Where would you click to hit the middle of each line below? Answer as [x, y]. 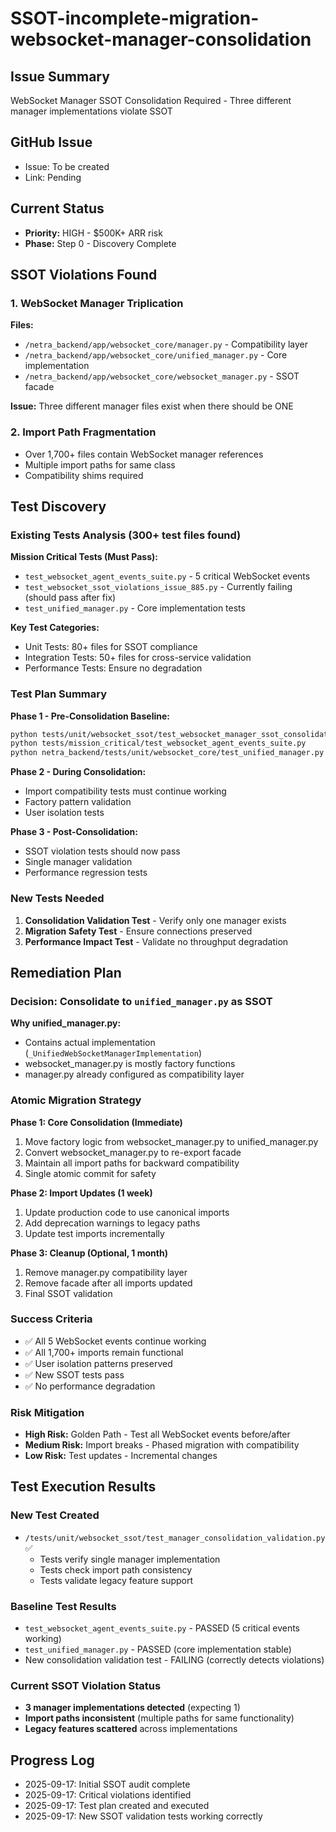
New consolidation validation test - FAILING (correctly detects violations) [174, 1660]
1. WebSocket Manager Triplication [97, 303]
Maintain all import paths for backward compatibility [132, 1163]
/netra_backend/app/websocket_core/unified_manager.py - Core [156, 355]
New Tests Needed [57, 899]
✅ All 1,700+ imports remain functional [104, 1352]
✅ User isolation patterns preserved [98, 1363]
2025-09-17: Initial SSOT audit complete [107, 1784]
